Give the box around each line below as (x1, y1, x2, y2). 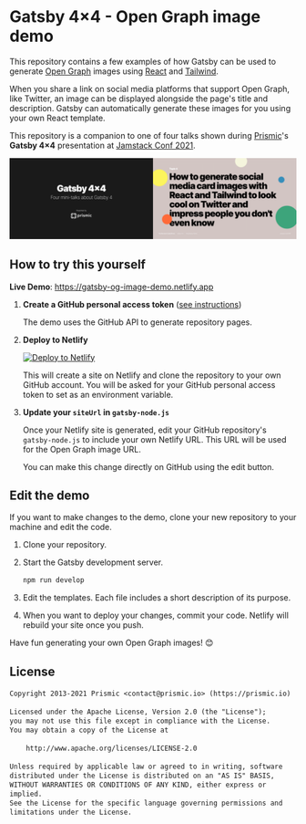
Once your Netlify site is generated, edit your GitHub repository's (22, 424, 267, 435)
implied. (9, 789, 43, 798)
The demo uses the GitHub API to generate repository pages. (22, 317, 253, 328)
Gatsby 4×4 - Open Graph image (9, 6, 261, 27)
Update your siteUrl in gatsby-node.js (22, 406, 170, 417)
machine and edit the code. (9, 522, 112, 533)
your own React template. (9, 112, 107, 123)
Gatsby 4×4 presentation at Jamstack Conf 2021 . (9, 140, 196, 151)
